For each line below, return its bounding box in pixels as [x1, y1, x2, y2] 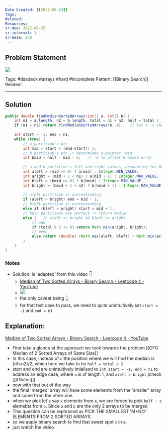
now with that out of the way [12, 382, 71, 388]
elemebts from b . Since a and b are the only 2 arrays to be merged [12, 403, 148, 409]
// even [31, 229, 48, 234]
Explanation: [5, 322, 45, 330]
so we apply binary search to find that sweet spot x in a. [12, 419, 127, 425]
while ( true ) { [14, 136, 46, 142]
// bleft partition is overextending [23, 202, 101, 207]
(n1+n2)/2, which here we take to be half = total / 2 [12, 360, 123, 366]
